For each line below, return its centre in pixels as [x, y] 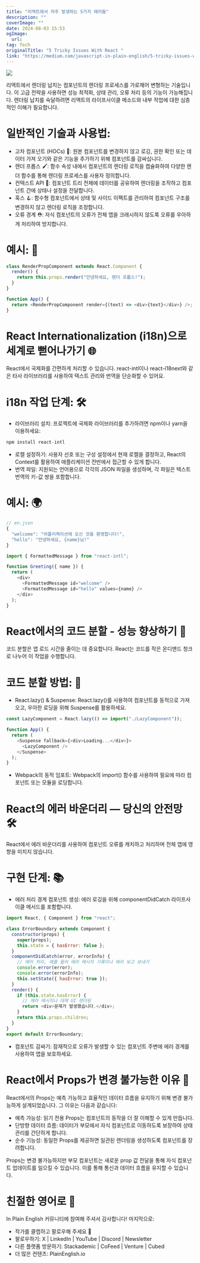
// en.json [20, 523]
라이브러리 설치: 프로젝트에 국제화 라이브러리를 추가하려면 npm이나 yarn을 [101, 424]
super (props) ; [34, 940]
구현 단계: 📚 [35, 878]
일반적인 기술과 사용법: [59, 133]
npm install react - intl [36, 442]
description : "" [26, 17]
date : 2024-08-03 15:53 [36, 28]
